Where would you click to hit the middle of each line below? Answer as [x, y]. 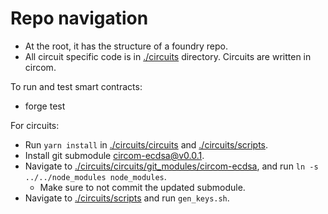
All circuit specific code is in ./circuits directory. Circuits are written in [168, 56]
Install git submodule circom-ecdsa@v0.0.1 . [114, 155]
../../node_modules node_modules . [95, 176]
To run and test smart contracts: [76, 86]
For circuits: [35, 125]
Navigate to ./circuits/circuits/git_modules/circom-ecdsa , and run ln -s [171, 166]
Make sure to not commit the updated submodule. [142, 187]
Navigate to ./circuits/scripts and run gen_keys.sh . [127, 198]
